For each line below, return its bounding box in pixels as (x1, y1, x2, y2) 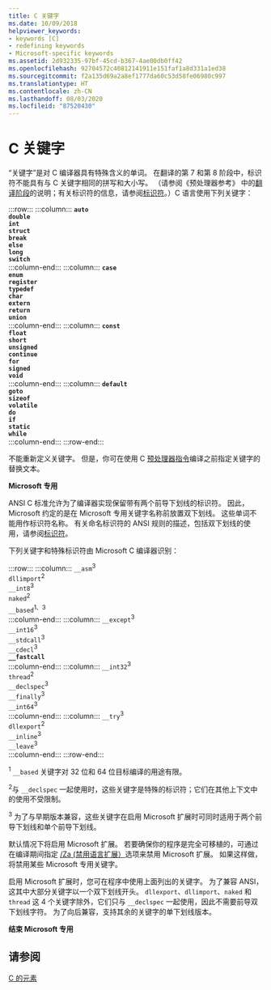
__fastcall (8, 652, 45, 661)
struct (8, 227, 31, 236)
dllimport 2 (8, 571, 45, 583)
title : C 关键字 (8, 11, 60, 20)
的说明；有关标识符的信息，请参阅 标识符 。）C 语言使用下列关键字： (29, 188, 253, 198)
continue (8, 351, 38, 359)
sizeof (8, 394, 31, 403)
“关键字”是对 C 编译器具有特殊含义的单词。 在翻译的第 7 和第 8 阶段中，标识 (8, 168, 262, 178)
